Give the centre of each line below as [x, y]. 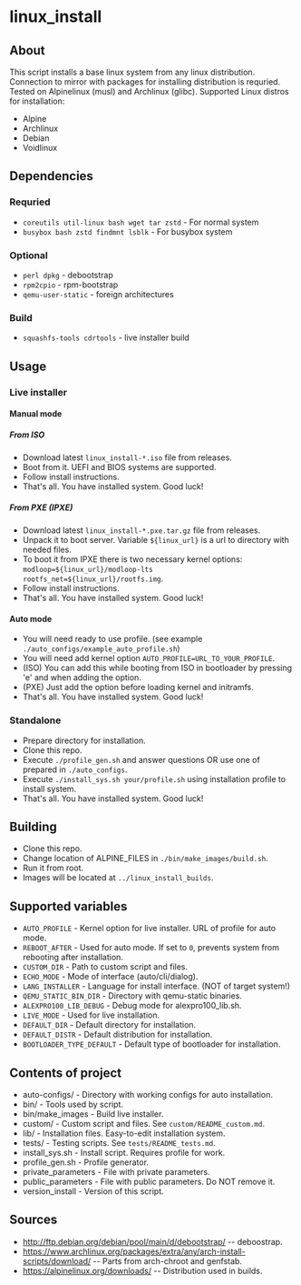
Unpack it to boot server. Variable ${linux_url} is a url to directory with [156, 540]
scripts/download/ [57, 1260]
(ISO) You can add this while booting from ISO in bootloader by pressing [157, 668]
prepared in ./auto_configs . [75, 769]
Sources [34, 1220]
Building [33, 827]
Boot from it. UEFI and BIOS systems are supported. [119, 467]
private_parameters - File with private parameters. [116, 1172]
